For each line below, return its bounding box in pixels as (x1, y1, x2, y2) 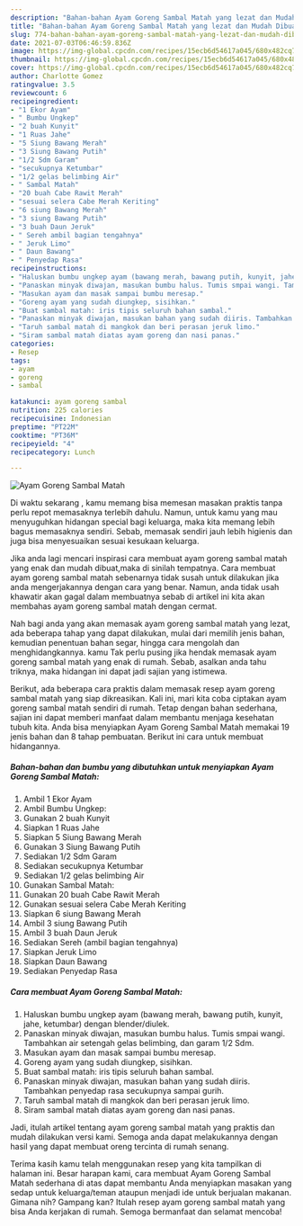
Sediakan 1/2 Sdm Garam (22, 851, 118, 862)
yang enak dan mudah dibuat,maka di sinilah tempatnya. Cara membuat (10, 563, 276, 574)
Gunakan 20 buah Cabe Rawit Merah (22, 890, 160, 900)
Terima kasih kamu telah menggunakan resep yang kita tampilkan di (10, 1159, 262, 1169)
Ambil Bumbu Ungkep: (22, 803, 107, 814)
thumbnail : (10, 55, 51, 64)
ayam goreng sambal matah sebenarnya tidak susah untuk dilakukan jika (10, 572, 280, 583)
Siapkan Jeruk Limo (22, 946, 97, 958)
